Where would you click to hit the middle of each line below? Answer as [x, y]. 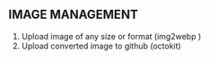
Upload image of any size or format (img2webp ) [111, 36]
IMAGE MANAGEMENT [73, 15]
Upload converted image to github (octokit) [101, 46]
